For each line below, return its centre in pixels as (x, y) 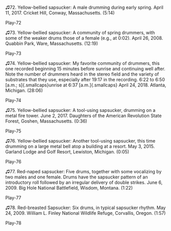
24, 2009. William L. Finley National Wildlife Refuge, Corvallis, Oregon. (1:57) (86, 213)
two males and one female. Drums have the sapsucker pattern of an (77, 177)
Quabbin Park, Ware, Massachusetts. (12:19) (52, 43)
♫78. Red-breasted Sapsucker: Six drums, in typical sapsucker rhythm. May (86, 207)
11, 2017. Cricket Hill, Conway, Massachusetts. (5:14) (60, 13)
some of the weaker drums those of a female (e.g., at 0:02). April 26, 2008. (84, 38)
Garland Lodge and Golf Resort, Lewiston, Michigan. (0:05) (67, 152)
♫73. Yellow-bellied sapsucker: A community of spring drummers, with (80, 32)
